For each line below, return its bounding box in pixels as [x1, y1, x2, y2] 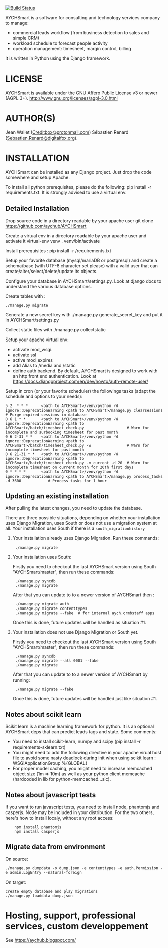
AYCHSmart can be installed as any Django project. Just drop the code [5, 169, 152, 175]
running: [12, 677, 30, 683]
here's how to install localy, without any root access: [5, 815, 114, 821]
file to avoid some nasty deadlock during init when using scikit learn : [12, 755, 156, 761]
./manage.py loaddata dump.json [5, 893, 73, 898]
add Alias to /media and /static [12, 362, 76, 368]
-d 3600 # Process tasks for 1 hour [5, 478, 107, 483]
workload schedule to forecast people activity [12, 40, 108, 46]
